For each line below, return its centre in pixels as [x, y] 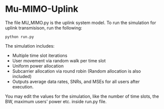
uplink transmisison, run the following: [44, 27]
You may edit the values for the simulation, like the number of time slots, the [82, 96]
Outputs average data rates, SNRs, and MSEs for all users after [76, 82]
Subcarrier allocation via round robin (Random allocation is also [77, 71]
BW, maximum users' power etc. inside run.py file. [56, 101]
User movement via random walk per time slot [59, 60]
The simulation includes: [30, 46]
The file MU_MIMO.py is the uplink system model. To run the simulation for [81, 23]
